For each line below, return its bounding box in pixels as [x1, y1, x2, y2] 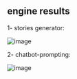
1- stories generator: [7, 23, 65, 32]
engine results [7, 5, 70, 17]
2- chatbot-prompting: [7, 50, 71, 58]
